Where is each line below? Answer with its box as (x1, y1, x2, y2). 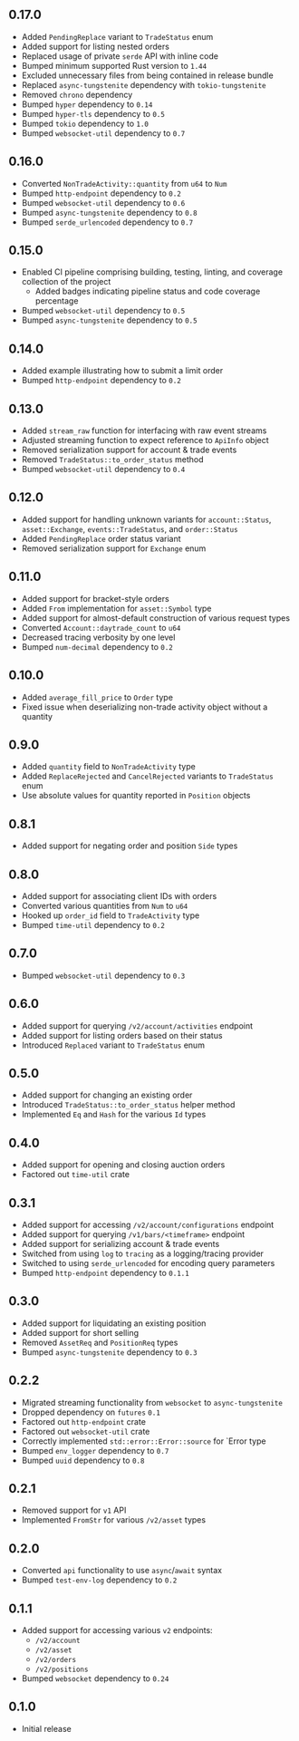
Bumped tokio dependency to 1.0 (21, 118, 149, 129)
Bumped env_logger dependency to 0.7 (21, 1445, 169, 1456)
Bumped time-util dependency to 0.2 (21, 919, 165, 930)
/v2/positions (34, 1665, 89, 1675)
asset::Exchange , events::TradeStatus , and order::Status (21, 523, 238, 534)
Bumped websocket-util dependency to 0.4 (21, 464, 186, 475)
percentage (34, 295, 79, 306)
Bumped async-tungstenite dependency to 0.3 (21, 1346, 198, 1358)
